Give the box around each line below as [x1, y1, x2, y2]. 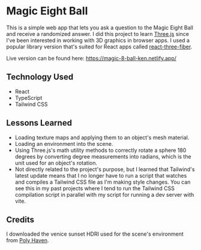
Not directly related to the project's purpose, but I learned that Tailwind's [14, 166, 195, 173]
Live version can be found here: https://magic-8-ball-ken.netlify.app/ [6, 54, 177, 62]
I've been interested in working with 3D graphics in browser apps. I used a [6, 36, 190, 44]
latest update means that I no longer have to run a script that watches [14, 172, 187, 179]
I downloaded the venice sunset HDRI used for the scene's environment [6, 230, 184, 237]
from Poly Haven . [6, 237, 49, 244]
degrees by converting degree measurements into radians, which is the [14, 153, 191, 160]
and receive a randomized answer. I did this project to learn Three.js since [6, 30, 189, 37]
